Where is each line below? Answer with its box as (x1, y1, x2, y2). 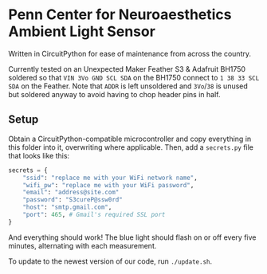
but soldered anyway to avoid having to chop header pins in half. (8, 89, 221, 99)
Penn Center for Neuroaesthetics (8, 6, 233, 24)
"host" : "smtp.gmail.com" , (22, 203, 112, 212)
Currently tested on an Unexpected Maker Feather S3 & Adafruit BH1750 (8, 64, 245, 73)
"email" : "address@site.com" (22, 189, 120, 197)
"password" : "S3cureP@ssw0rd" (22, 196, 124, 204)
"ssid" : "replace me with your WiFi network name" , (22, 174, 198, 182)
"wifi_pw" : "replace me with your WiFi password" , (22, 181, 194, 189)
